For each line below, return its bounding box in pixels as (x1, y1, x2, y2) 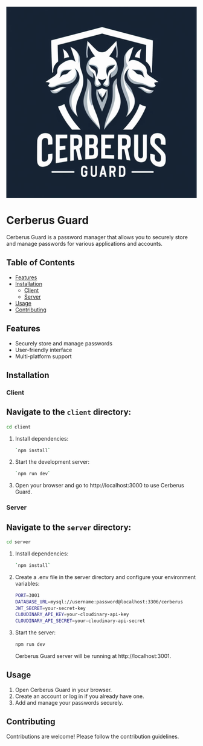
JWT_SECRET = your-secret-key (14, 605, 86, 611)
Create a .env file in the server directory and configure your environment (14, 573, 196, 580)
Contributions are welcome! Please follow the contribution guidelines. (6, 733, 179, 740)
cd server (6, 539, 31, 545)
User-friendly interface (14, 346, 72, 353)
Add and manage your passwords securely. (14, 699, 124, 706)
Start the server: (14, 629, 56, 636)
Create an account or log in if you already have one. (14, 693, 144, 700)
